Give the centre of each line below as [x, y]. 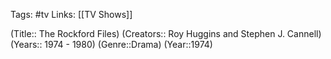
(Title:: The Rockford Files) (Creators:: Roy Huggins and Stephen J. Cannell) [166, 33]
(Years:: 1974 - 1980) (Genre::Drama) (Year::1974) [111, 44]
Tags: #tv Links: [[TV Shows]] [71, 14]
